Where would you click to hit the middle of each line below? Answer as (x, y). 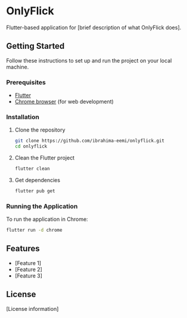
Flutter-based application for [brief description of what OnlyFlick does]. (94, 27)
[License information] (32, 308)
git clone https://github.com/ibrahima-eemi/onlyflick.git (90, 141)
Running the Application (42, 206)
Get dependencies (38, 180)
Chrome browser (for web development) (64, 102)
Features (23, 249)
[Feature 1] (28, 263)
